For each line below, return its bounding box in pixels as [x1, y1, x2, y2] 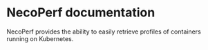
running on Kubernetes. [6, 34, 74, 42]
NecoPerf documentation [6, 5, 155, 21]
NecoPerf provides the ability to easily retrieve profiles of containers [6, 27, 201, 36]
